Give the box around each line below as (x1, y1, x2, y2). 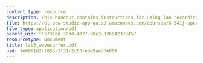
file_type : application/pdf (6, 25, 77, 32)
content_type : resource (6, 8, 66, 15)
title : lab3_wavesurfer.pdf (6, 43, 77, 49)
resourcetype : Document (6, 37, 66, 43)
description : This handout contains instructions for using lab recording (6, 14, 199, 20)
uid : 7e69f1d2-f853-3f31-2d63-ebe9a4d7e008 (6, 48, 118, 54)
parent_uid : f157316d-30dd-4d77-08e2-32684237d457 (6, 31, 137, 37)
